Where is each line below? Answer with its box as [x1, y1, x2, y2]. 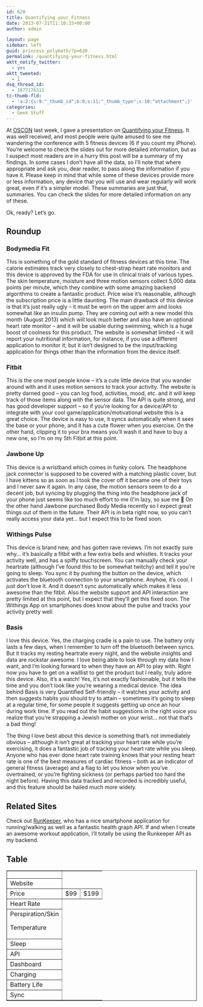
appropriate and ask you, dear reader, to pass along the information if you [6, 165, 190, 172]
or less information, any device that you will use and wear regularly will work [6, 178, 196, 185]
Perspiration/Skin [10, 910, 59, 918]
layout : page [6, 37, 39, 43]
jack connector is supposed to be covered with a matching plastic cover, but [6, 470, 196, 477]
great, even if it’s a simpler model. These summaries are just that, [6, 184, 169, 191]
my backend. [6, 836, 39, 844]
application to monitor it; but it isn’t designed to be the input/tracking [6, 342, 177, 349]
